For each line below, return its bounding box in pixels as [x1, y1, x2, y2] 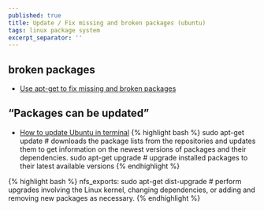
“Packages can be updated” [8, 107, 150, 120]
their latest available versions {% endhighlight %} [19, 161, 180, 171]
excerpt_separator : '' [8, 33, 83, 42]
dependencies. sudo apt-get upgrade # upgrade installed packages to [19, 153, 248, 162]
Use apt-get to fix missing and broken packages [19, 84, 177, 93]
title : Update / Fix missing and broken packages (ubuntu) [8, 19, 206, 27]
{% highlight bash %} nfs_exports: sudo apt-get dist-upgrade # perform [8, 176, 242, 186]
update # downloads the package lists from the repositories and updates [19, 136, 256, 145]
